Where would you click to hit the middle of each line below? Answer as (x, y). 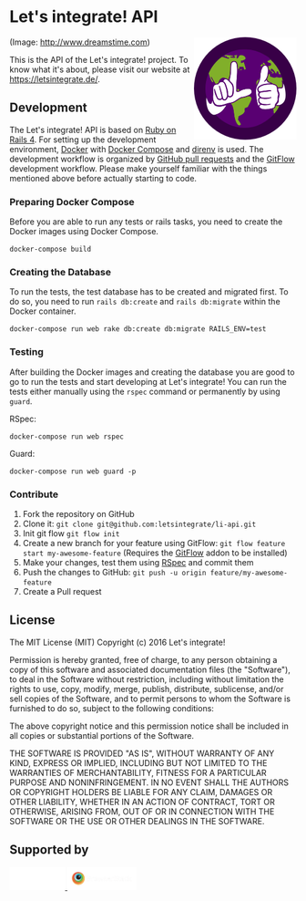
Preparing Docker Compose (72, 202)
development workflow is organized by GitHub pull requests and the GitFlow (153, 159)
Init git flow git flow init (71, 533)
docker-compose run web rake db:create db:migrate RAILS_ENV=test (138, 329)
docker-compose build (51, 249)
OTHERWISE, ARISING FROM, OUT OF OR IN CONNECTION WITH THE (142, 811)
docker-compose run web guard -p (73, 471)
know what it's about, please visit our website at (100, 69)
